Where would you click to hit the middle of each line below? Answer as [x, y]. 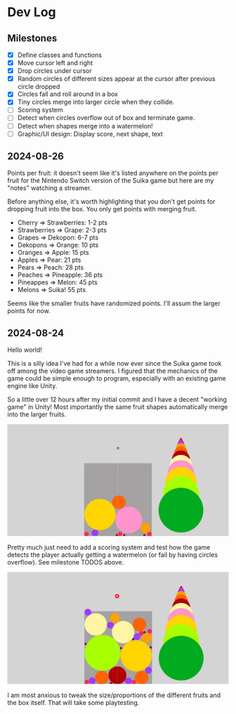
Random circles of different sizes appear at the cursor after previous [116, 79]
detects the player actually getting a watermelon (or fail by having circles [113, 555]
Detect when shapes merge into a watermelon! [85, 126]
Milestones [32, 38]
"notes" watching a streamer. [50, 188]
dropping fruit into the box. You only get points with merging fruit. [102, 209]
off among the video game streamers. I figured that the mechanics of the [112, 371]
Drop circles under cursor [55, 71]
